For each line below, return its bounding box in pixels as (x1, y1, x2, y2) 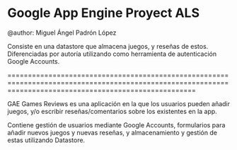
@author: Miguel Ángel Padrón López (7, 28, 117, 37)
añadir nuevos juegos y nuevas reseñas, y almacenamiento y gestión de (7, 128, 218, 137)
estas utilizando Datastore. (7, 136, 86, 144)
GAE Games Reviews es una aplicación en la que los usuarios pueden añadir (7, 99, 231, 108)
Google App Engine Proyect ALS (7, 5, 200, 21)
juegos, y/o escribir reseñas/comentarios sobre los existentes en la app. (7, 107, 217, 115)
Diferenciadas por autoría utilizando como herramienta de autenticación (7, 50, 217, 58)
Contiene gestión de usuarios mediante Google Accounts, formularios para (7, 120, 226, 129)
